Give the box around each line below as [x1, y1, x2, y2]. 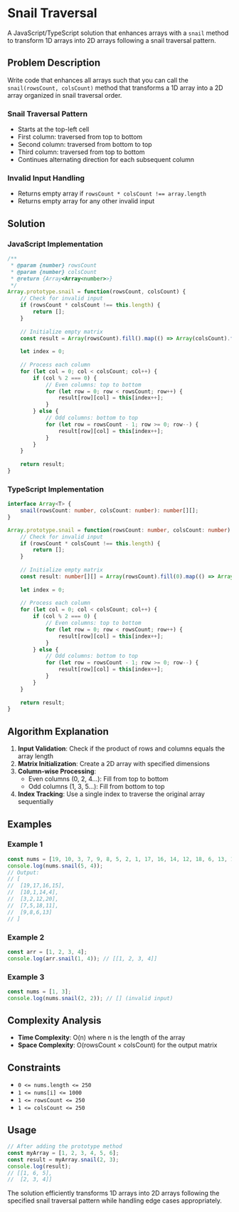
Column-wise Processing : [17, 767, 97, 775]
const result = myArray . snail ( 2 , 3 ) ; [7, 1156, 119, 1163]
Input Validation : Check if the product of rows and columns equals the [17, 744, 225, 753]
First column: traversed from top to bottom [17, 133, 143, 141]
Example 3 [7, 972, 45, 982]
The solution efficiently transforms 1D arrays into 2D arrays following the [7, 1189, 220, 1198]
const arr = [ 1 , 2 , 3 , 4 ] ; [7, 948, 87, 955]
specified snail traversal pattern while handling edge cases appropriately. [7, 1196, 223, 1205]
